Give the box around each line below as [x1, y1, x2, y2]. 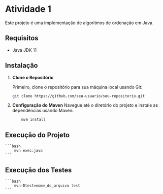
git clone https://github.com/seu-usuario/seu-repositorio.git [12, 94, 145, 98]
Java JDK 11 [12, 47, 37, 53]
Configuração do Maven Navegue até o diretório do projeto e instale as [12, 102, 158, 108]
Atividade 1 [5, 3, 52, 15]
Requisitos [5, 34, 38, 42]
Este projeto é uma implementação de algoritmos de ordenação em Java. [5, 20, 154, 26]
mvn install [21, 117, 46, 122]
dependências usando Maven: [12, 107, 74, 114]
